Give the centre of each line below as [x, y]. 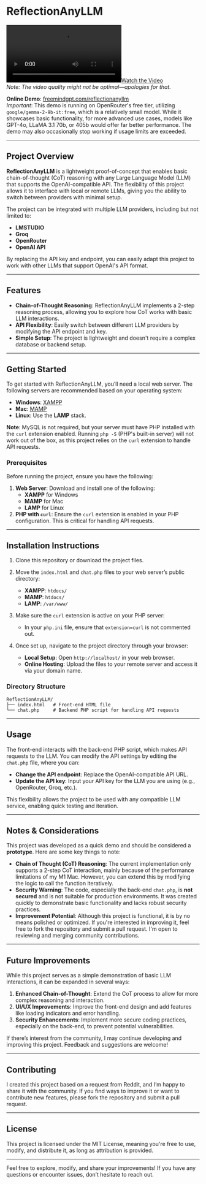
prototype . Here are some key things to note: [63, 852]
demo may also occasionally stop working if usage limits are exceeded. [96, 131]
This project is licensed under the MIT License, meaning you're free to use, [101, 1144]
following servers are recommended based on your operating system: [94, 391]
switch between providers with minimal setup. [64, 197]
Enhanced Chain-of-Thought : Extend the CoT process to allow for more [107, 994]
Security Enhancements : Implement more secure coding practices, [101, 1020]
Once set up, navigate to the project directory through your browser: [101, 646]
